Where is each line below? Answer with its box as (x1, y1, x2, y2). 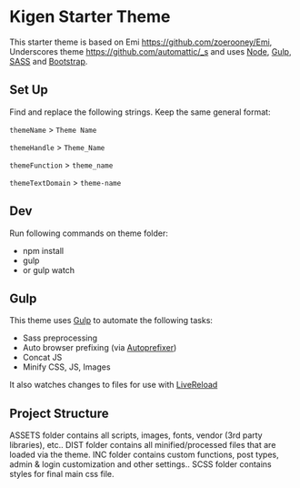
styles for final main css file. (9, 469, 115, 480)
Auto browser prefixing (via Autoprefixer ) (22, 342, 177, 353)
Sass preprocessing (22, 332, 98, 343)
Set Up (9, 82, 48, 97)
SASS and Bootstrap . (9, 56, 88, 66)
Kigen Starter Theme (9, 6, 171, 27)
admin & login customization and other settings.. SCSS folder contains (9, 459, 273, 470)
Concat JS (22, 352, 63, 363)
